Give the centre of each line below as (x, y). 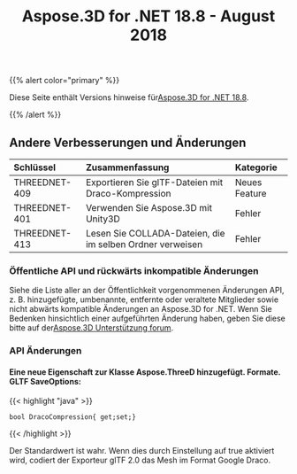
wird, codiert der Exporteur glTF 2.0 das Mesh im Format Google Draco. (140, 460)
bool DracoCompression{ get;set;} (73, 417)
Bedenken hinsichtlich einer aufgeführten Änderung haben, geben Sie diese (147, 319)
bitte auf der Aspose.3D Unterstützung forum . (91, 328)
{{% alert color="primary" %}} (65, 81)
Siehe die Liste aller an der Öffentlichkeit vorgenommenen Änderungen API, (147, 291)
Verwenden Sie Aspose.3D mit (148, 208)
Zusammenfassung (127, 167)
